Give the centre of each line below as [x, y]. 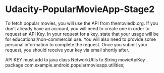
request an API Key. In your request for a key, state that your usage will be [82, 34]
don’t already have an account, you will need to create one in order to [77, 28]
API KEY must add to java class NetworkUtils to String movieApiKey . [76, 59]
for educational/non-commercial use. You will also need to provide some [81, 39]
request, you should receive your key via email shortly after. [67, 50]
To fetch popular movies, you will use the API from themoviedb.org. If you [82, 23]
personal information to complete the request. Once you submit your [76, 44]
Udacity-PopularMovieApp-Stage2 [80, 9]
